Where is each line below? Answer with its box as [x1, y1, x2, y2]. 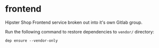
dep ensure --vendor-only [5, 38, 58, 43]
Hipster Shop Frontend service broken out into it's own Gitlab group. [5, 19, 143, 25]
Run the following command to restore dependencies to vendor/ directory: [5, 29, 154, 34]
